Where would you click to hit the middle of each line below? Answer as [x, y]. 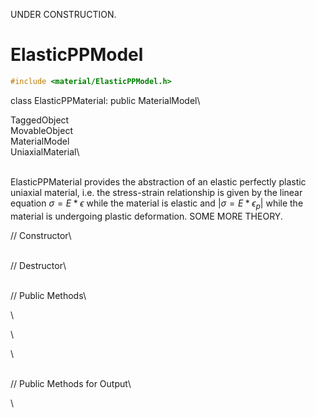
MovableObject [41, 130]
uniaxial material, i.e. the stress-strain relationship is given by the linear [156, 192]
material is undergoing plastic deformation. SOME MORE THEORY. [146, 216]
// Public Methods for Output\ [71, 383]
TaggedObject [40, 120]
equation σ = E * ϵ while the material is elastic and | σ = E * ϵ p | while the [157, 204]
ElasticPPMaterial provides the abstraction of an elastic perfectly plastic [158, 181]
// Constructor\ [41, 235]
